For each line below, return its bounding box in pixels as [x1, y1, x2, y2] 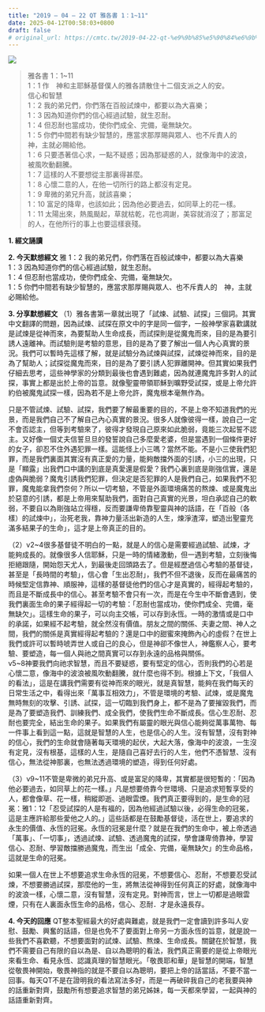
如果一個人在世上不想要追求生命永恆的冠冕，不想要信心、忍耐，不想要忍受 [8, 870, 250, 879]
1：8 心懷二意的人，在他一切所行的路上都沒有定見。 [27, 179, 196, 190]
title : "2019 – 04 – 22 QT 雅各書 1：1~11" [8, 11, 148, 20]
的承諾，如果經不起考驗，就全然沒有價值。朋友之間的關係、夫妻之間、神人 [8, 619, 250, 629]
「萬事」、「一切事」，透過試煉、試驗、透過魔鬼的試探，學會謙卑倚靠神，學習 [8, 833, 254, 843]
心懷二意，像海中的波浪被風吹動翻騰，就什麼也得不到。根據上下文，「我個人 [8, 668, 254, 678]
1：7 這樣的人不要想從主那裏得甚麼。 [27, 170, 147, 179]
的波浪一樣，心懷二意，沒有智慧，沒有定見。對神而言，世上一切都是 [8, 890, 230, 899]
